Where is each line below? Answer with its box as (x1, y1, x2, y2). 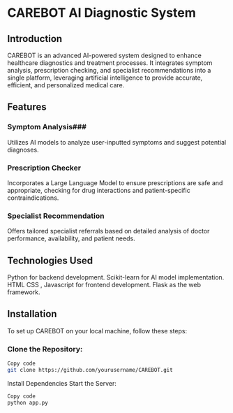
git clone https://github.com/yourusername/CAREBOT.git (7, 367, 173, 374)
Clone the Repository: (7, 344, 83, 354)
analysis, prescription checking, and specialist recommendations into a (7, 66, 211, 74)
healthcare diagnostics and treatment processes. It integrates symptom (7, 59, 213, 67)
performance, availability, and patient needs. (7, 234, 135, 242)
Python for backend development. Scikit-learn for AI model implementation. (7, 273, 225, 282)
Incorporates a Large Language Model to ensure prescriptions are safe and (7, 178, 223, 187)
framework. (7, 288, 40, 296)
